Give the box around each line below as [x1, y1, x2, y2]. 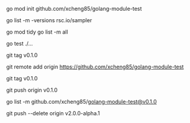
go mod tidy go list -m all [6, 28, 68, 35]
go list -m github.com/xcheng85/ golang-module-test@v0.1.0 [6, 98, 157, 105]
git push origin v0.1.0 [6, 86, 58, 94]
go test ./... [6, 40, 33, 47]
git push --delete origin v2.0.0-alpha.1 [6, 110, 101, 116]
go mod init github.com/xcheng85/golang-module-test [6, 5, 142, 12]
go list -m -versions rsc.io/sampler [6, 17, 92, 23]
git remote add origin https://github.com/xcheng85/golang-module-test [6, 63, 184, 70]
